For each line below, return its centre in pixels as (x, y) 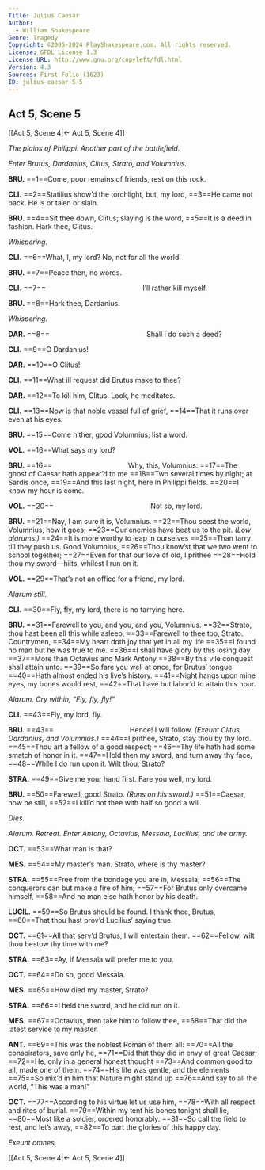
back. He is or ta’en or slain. (53, 203)
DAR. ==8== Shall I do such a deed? (115, 335)
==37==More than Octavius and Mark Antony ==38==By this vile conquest (131, 659)
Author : (21, 23)
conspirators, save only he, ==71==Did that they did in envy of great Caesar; (132, 1053)
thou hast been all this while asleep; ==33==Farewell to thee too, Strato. (126, 633)
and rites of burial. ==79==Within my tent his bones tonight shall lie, (119, 1111)
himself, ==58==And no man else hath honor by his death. (103, 897)
